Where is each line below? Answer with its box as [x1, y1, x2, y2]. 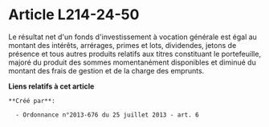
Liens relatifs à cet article [8, 81, 95, 91]
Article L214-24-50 [8, 6, 140, 24]
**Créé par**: [8, 97, 56, 105]
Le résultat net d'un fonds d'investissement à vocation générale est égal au [8, 32, 257, 42]
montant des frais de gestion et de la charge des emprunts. [8, 65, 205, 75]
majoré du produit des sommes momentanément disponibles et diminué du [8, 58, 257, 67]
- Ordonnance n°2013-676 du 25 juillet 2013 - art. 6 [15, 110, 199, 119]
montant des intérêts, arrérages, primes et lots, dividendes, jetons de [8, 40, 237, 50]
